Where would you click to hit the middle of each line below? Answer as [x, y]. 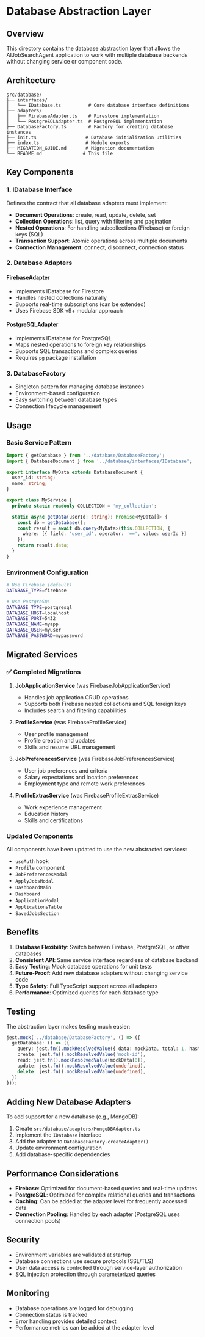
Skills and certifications [54, 820]
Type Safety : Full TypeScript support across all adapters [86, 986]
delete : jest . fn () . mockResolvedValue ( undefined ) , [82, 1071]
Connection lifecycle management [58, 406]
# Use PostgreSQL [28, 602]
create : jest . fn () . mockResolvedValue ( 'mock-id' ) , [82, 1055]
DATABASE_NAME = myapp [33, 624]
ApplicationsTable [38, 907]
